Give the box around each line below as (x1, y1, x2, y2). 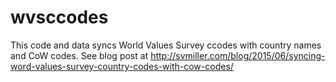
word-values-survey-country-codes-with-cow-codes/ (10, 60, 234, 72)
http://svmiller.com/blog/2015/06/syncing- (150, 49, 326, 61)
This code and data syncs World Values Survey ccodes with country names (10, 39, 322, 51)
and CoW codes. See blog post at (10, 49, 149, 61)
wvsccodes (10, 6, 109, 29)
